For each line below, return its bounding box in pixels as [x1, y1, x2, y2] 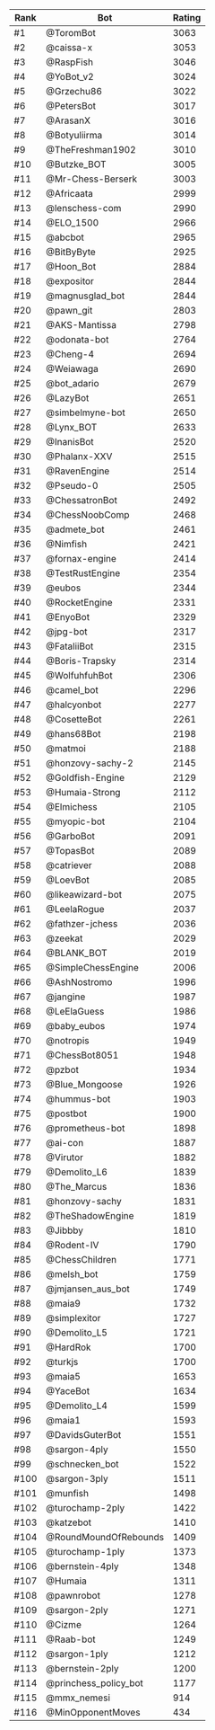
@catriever [46, 859, 92, 871]
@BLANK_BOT [46, 947, 107, 959]
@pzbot [46, 1064, 79, 1076]
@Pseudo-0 [46, 480, 99, 492]
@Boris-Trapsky [46, 655, 116, 667]
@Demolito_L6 [46, 1166, 107, 1178]
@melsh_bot [46, 1268, 99, 1280]
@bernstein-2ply [46, 1663, 119, 1674]
